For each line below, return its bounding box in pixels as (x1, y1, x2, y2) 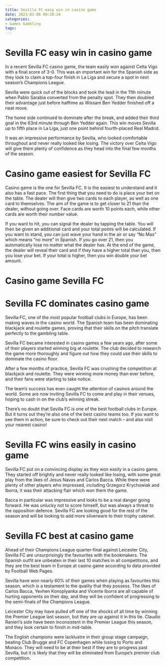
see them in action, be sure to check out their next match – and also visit (5, 417, 153, 423)
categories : (5, 16, 30, 21)
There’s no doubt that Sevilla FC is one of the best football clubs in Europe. (5, 406, 158, 412)
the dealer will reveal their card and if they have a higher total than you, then (5, 247, 161, 253)
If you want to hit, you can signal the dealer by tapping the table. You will (5, 221, 154, 226)
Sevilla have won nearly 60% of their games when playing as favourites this (5, 578, 160, 583)
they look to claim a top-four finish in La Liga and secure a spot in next (5, 74, 149, 80)
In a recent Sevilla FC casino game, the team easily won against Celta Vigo (5, 64, 158, 70)
